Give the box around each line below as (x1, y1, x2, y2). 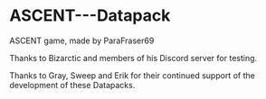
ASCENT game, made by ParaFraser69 (9, 35, 155, 46)
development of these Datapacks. (9, 79, 136, 90)
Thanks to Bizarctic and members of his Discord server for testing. (9, 52, 258, 63)
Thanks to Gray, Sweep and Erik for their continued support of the (9, 69, 255, 81)
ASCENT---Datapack (9, 5, 171, 26)
